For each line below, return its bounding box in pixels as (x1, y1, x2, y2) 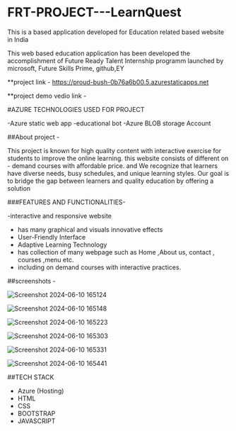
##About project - (7, 133, 60, 141)
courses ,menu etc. (17, 255, 74, 264)
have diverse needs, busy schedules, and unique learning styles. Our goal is (7, 169, 230, 177)
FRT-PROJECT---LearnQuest (7, 4, 182, 21)
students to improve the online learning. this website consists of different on (7, 154, 229, 162)
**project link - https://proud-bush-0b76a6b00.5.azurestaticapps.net (7, 77, 209, 86)
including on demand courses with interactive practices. (17, 263, 182, 272)
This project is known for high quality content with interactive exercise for (7, 146, 222, 155)
